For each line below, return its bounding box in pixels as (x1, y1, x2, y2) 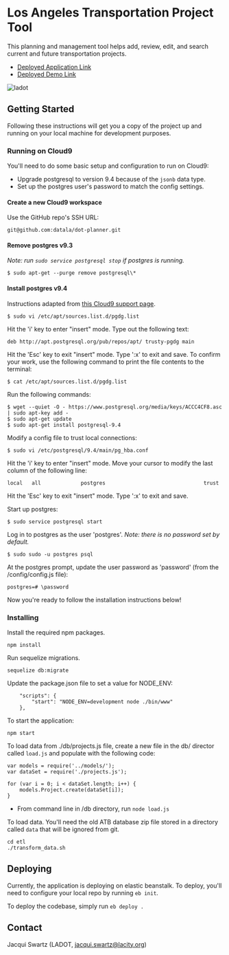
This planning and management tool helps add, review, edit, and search (7, 42, 209, 50)
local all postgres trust (7, 479, 219, 486)
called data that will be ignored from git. (7, 825, 120, 833)
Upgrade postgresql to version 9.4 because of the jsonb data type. (16, 175, 206, 184)
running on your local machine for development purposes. (7, 129, 171, 137)
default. (7, 538, 29, 546)
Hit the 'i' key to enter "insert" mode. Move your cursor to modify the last (7, 459, 213, 467)
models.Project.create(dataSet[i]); (19, 786, 125, 793)
